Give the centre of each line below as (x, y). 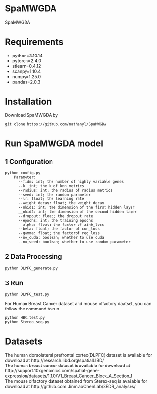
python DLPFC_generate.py (31, 268)
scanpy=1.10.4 (26, 71)
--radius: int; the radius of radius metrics (65, 190)
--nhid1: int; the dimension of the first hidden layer (76, 207)
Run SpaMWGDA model (54, 143)
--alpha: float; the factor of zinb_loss (61, 225)
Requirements (34, 42)
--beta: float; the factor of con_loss (59, 229)
